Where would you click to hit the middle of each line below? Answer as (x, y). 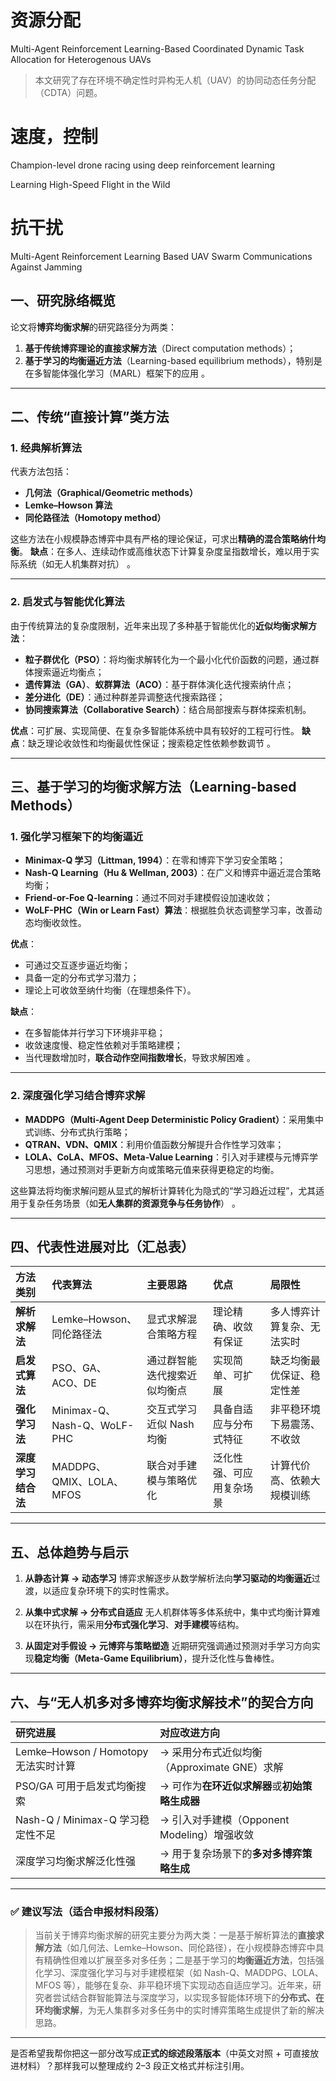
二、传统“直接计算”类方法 (90, 417)
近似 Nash (170, 1424)
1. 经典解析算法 (46, 448)
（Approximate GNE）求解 (221, 1768)
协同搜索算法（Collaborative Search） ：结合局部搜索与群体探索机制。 (168, 709)
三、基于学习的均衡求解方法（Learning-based (153, 787)
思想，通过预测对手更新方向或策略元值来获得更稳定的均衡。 (156, 1169)
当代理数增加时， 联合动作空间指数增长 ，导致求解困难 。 (140, 1058)
